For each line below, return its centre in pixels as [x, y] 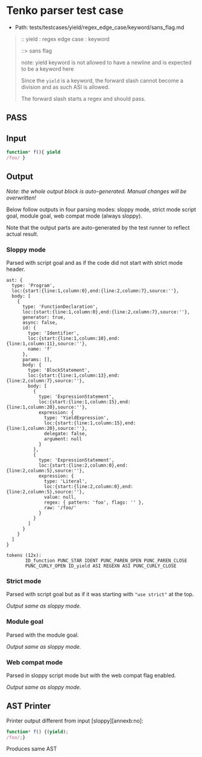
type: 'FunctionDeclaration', [60, 307]
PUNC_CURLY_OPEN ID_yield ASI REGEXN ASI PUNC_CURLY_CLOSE [101, 566]
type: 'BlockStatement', [59, 370]
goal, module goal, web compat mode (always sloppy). [74, 216]
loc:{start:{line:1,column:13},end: [74, 375]
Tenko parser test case [65, 11]
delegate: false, [66, 434]
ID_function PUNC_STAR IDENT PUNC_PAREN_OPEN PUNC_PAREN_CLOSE [106, 560]
